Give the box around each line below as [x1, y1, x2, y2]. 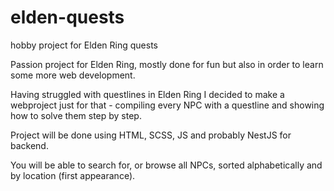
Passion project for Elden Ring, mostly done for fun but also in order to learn [10, 58, 324, 70]
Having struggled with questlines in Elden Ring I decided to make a [10, 88, 285, 100]
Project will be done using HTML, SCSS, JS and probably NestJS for [10, 129, 292, 141]
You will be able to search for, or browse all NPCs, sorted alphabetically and [10, 159, 323, 171]
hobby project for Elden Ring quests [10, 39, 158, 51]
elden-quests [10, 6, 125, 29]
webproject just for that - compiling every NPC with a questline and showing [10, 99, 325, 111]
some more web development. [10, 69, 136, 81]
